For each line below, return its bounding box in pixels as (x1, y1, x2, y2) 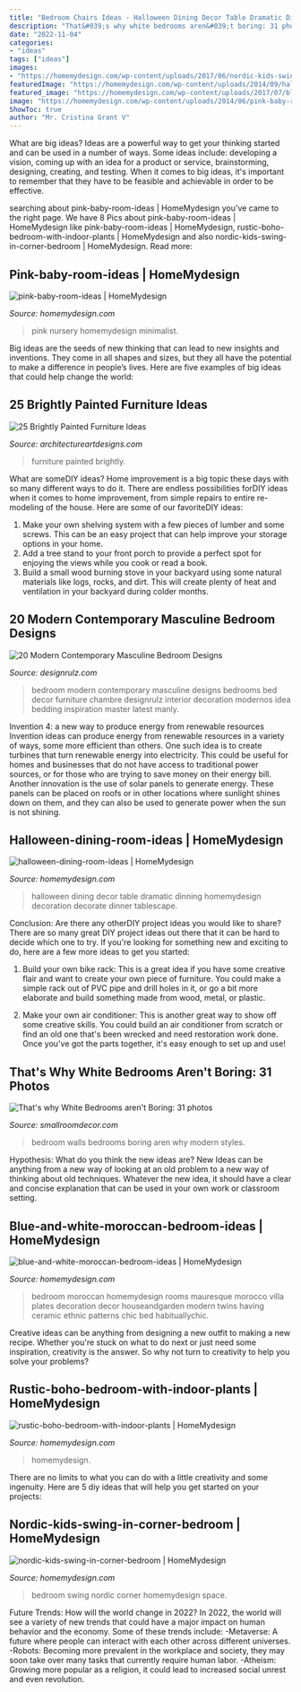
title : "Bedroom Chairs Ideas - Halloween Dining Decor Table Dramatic (9, 13, 282, 22)
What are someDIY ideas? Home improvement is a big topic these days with (9, 473, 289, 484)
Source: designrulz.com (9, 667, 98, 678)
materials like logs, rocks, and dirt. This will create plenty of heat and (21, 576, 277, 587)
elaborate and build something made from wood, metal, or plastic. (21, 993, 266, 1003)
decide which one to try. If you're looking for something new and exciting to (9, 937, 288, 948)
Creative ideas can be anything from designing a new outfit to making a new (9, 1328, 291, 1338)
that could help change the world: (9, 371, 134, 382)
